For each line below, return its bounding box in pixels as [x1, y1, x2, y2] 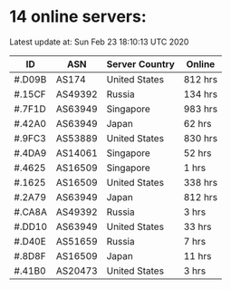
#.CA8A [14, 206, 48, 218]
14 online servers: [9, 6, 147, 27]
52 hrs [183, 147, 212, 159]
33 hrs [183, 220, 212, 233]
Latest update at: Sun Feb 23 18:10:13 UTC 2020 [9, 36, 189, 47]
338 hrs [183, 176, 218, 188]
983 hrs [183, 102, 218, 115]
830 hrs [183, 131, 218, 144]
